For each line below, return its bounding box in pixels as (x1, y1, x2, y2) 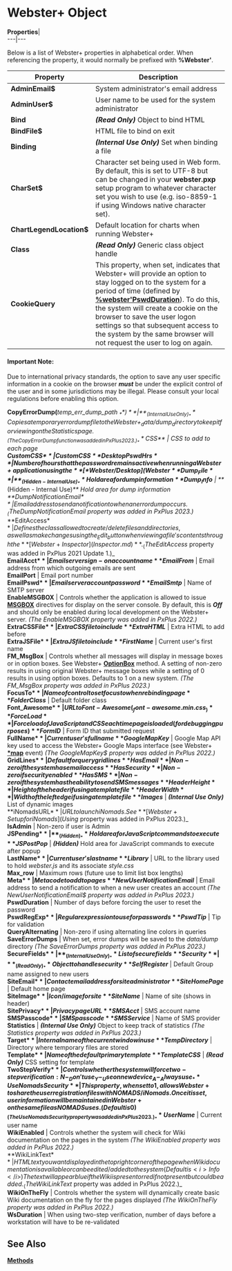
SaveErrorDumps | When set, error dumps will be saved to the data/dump (7, 935, 219, 943)
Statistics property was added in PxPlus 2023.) (7, 1028, 142, 1037)
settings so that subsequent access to (95, 320, 219, 330)
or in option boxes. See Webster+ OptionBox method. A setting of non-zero (7, 659, 222, 668)
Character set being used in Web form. (95, 157, 221, 167)
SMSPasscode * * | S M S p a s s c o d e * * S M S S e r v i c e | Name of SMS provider (7, 1014, 221, 1022)
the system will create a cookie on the (95, 303, 218, 312)
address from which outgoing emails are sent (7, 563, 136, 572)
